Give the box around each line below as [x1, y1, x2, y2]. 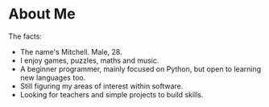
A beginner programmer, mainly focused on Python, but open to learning [19, 64, 262, 73]
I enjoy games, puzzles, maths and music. [19, 56, 159, 65]
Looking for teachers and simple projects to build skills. [19, 89, 204, 99]
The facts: [8, 31, 43, 41]
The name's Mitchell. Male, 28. [19, 47, 122, 56]
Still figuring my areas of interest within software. [19, 81, 184, 91]
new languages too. [19, 72, 86, 82]
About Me [8, 5, 76, 23]
